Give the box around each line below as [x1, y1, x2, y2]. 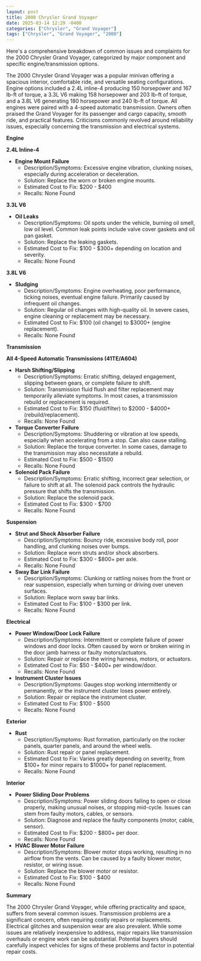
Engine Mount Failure [14, 158, 70, 165]
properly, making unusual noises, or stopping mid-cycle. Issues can [23, 804, 191, 811]
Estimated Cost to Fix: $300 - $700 [23, 500, 112, 507]
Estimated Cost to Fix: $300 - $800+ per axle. [23, 555, 138, 563]
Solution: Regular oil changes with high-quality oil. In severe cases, [23, 307, 190, 314]
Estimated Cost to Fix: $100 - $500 [23, 700, 110, 707]
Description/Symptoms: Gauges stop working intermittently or [23, 681, 178, 688]
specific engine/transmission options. [6, 61, 99, 68]
